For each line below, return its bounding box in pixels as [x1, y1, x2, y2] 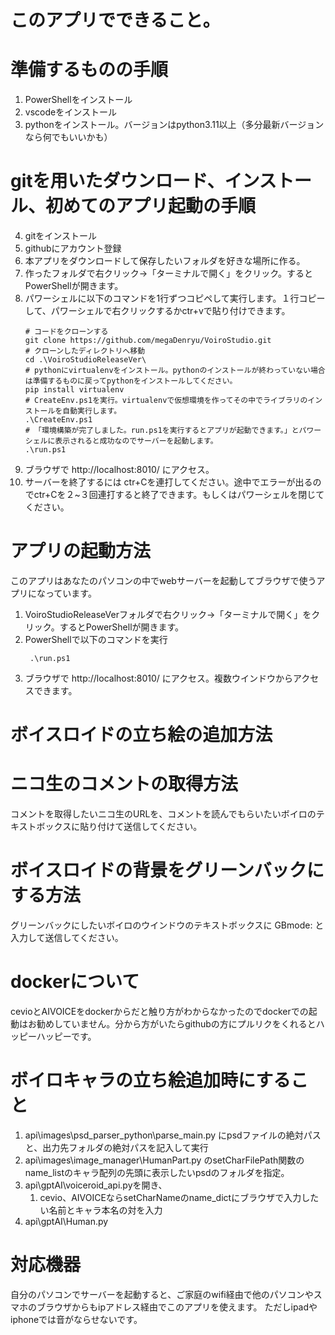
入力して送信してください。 [10, 932, 124, 944]
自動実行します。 [62, 406, 122, 416]
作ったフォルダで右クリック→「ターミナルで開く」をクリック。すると [24, 267, 314, 280]
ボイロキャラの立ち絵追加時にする [10, 1069, 292, 1092]
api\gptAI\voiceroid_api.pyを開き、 [24, 1179, 168, 1191]
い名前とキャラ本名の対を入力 [39, 1204, 163, 1216]
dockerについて [10, 971, 140, 993]
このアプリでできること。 [10, 9, 221, 32]
